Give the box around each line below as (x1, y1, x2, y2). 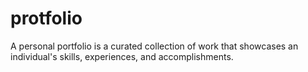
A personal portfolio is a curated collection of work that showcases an (10, 40, 299, 52)
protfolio (10, 7, 83, 30)
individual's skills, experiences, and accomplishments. (10, 50, 234, 62)
